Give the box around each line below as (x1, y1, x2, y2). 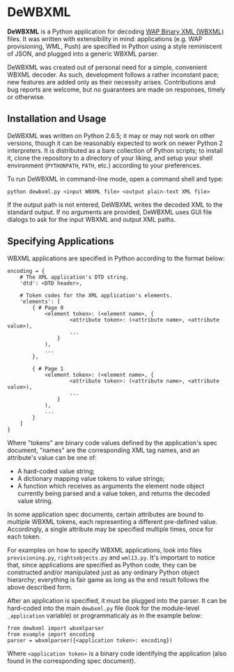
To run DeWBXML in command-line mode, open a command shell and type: (7, 174, 224, 183)
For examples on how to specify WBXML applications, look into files (7, 546, 202, 554)
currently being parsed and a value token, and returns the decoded (17, 489, 210, 498)
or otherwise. (7, 92, 45, 101)
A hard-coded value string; (17, 467, 95, 475)
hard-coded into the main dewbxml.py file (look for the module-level (7, 604, 200, 612)
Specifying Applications (7, 235, 114, 248)
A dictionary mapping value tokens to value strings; (17, 474, 165, 482)
